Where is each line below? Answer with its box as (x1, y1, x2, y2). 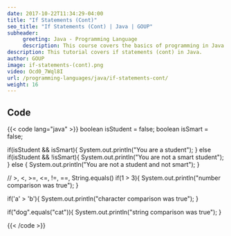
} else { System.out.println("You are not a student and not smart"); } (7, 161, 200, 169)
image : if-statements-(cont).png (7, 62, 104, 69)
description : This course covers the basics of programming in (22, 42, 209, 49)
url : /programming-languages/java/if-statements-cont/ (7, 74, 169, 82)
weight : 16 (7, 81, 39, 88)
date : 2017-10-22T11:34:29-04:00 (7, 10, 104, 17)
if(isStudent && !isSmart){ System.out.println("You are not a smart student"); (7, 153, 224, 161)
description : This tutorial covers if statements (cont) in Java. (7, 49, 203, 56)
